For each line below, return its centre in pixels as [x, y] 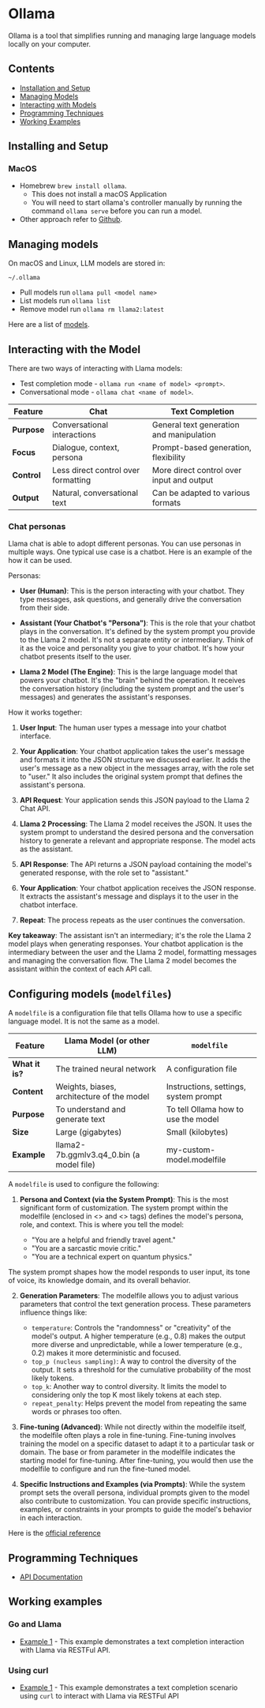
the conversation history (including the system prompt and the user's [132, 689]
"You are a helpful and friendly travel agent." [103, 1240]
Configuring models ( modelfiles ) [90, 994]
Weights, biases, [86, 1087]
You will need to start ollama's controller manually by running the [137, 203]
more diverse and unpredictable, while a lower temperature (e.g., [137, 1345]
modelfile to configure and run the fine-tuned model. [105, 1469]
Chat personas [37, 526]
